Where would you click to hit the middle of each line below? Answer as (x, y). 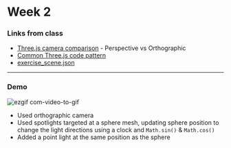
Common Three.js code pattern (62, 56)
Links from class (35, 34)
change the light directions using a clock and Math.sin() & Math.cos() (116, 129)
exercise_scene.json (46, 63)
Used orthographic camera (55, 115)
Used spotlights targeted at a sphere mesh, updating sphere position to (118, 122)
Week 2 (29, 12)
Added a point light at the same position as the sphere (93, 137)
